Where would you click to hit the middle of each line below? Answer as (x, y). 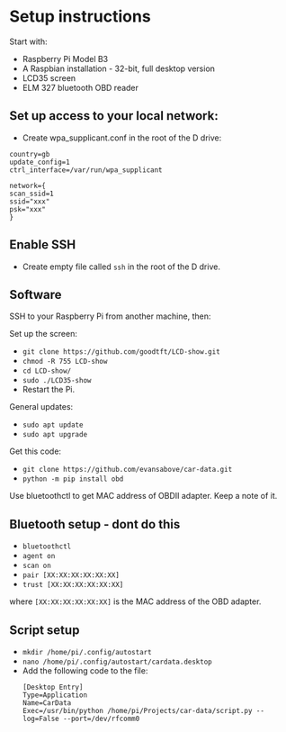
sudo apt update (53, 425)
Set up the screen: (44, 334)
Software (36, 294)
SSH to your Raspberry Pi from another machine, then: (110, 316)
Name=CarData (47, 703)
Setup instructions (80, 17)
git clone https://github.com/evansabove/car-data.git (127, 470)
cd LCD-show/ (47, 371)
